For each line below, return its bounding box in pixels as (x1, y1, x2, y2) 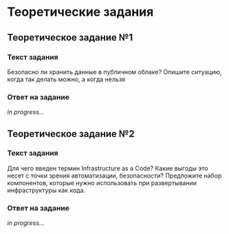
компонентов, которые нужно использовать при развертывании (7, 178, 197, 187)
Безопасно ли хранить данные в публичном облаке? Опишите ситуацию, (7, 67, 222, 76)
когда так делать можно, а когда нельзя (7, 75, 126, 83)
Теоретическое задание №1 (7, 32, 133, 43)
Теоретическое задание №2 (7, 128, 135, 140)
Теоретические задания (7, 4, 154, 20)
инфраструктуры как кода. (7, 186, 86, 194)
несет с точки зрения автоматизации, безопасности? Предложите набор (7, 171, 222, 180)
